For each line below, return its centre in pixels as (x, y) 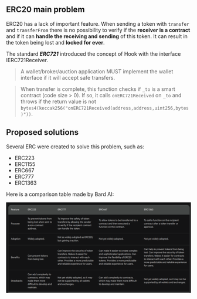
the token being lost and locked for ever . (55, 42)
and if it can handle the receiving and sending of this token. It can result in (97, 36)
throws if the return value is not (58, 101)
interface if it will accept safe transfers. (68, 77)
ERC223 (25, 158)
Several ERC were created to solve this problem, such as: (75, 147)
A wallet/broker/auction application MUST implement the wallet (97, 71)
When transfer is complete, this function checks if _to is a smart (98, 89)
